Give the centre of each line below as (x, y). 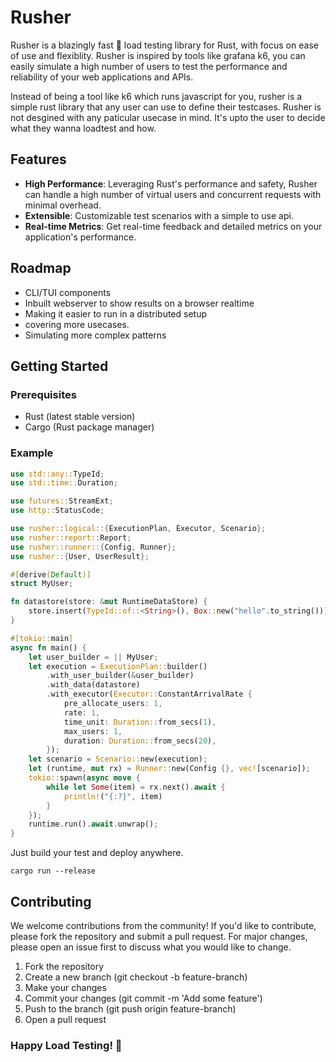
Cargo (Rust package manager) (89, 427)
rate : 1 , (82, 712)
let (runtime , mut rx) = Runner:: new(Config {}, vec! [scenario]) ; (169, 769)
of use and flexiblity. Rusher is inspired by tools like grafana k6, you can (158, 55)
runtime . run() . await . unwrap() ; (93, 824)
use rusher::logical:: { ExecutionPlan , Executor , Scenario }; (138, 529)
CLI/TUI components (68, 292)
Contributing (51, 901)
